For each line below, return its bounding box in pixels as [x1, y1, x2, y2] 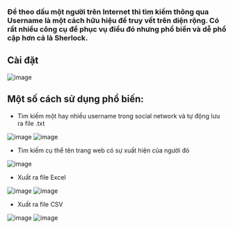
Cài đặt [7, 54, 39, 66]
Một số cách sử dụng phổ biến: [7, 93, 144, 105]
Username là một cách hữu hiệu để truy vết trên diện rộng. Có [7, 15, 219, 25]
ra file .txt [17, 119, 45, 127]
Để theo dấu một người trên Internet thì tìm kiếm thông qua [7, 7, 209, 17]
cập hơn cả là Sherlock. [7, 33, 88, 42]
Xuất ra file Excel [17, 173, 66, 181]
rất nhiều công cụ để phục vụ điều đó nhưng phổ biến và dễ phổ [7, 24, 227, 34]
